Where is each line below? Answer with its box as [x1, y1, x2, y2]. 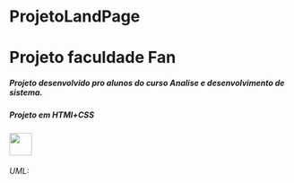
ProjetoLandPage [9, 6, 141, 27]
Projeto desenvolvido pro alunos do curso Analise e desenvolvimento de [9, 77, 285, 88]
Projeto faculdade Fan [9, 48, 177, 68]
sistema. [9, 87, 43, 98]
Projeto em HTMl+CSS [9, 109, 95, 120]
